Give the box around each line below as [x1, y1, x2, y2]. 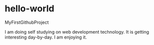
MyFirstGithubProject [5, 19, 49, 25]
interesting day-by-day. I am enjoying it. [5, 34, 87, 40]
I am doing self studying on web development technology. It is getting [5, 29, 149, 35]
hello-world [5, 3, 55, 14]
